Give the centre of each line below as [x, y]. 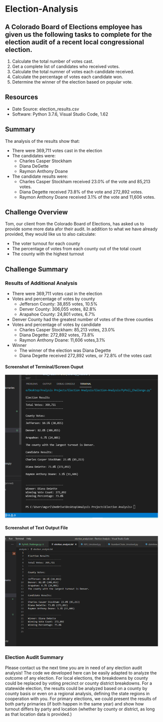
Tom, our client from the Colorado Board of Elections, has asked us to [75, 224]
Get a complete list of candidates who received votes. [66, 66]
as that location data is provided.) [38, 714]
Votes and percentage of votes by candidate [56, 325]
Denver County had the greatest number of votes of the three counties [83, 320]
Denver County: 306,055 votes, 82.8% [58, 309]
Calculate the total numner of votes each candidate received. [73, 72]
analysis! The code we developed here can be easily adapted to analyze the [81, 673]
